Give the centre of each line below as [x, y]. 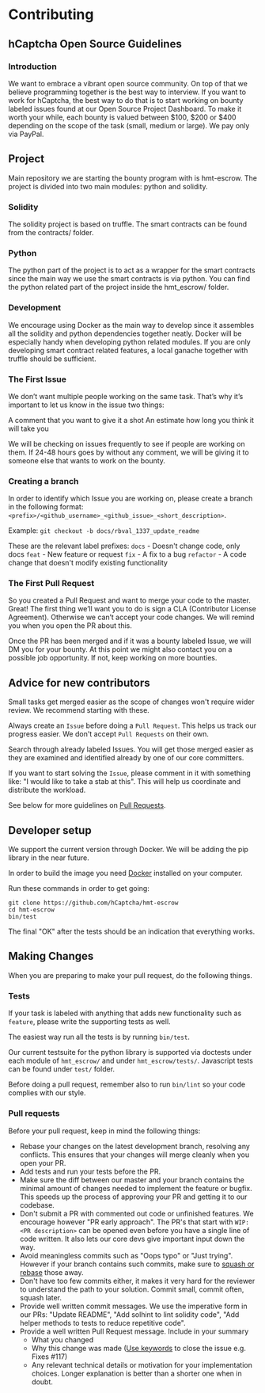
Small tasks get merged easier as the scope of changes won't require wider [131, 702]
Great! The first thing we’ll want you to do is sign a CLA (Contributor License [132, 609]
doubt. [42, 1382]
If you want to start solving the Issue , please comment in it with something [129, 773]
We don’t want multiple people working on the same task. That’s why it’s [126, 396]
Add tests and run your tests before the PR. [90, 1171]
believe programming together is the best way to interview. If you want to [127, 92]
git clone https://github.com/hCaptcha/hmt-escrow [93, 903]
